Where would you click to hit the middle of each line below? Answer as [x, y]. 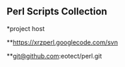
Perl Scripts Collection [57, 12]
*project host [26, 28]
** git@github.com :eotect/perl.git [54, 56]
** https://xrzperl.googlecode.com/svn [62, 42]
